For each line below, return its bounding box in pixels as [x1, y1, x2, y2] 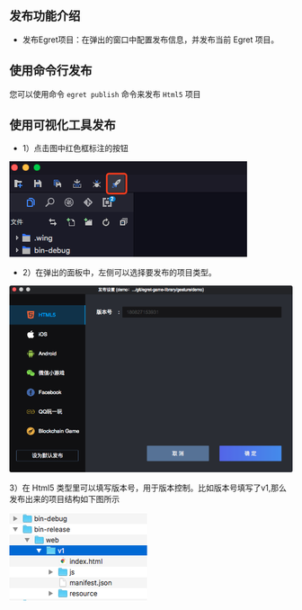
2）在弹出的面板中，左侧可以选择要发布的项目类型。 [22, 267, 218, 278]
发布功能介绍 [9, 8, 81, 24]
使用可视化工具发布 [9, 118, 116, 133]
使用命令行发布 [9, 63, 93, 78]
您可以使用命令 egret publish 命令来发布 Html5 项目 [9, 88, 201, 99]
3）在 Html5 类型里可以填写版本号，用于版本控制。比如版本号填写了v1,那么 [9, 482, 288, 493]
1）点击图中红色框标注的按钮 [22, 143, 129, 154]
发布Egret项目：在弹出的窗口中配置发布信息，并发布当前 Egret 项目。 [22, 34, 280, 45]
